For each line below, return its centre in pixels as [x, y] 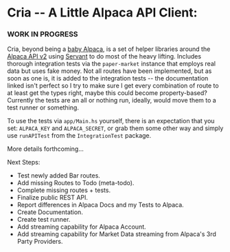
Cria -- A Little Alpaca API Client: [102, 13]
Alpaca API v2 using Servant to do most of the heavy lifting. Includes [104, 56]
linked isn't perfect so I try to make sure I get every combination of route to [113, 86]
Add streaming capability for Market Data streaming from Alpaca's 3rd [116, 234]
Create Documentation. [50, 212]
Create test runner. [44, 220]
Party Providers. [40, 242]
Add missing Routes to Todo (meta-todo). [76, 183]
